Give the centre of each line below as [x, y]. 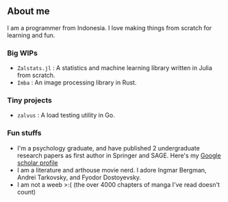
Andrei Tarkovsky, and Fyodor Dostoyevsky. [79, 177]
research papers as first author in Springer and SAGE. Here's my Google [119, 155]
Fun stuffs [24, 133]
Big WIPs [22, 53]
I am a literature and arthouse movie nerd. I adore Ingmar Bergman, [112, 170]
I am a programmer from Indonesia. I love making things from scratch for [110, 27]
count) [26, 192]
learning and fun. [31, 35]
